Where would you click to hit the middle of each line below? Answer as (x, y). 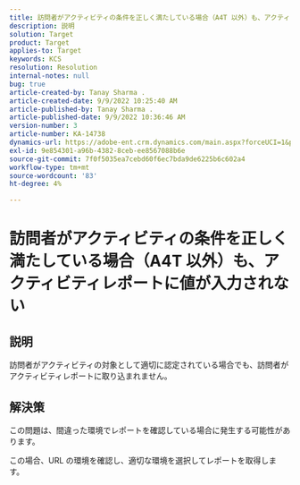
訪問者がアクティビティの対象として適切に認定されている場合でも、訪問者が (149, 365)
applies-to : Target (46, 51)
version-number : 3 (43, 126)
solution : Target (42, 34)
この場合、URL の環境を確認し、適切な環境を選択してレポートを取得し (139, 460)
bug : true (28, 84)
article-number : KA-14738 (57, 134)
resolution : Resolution (54, 68)
